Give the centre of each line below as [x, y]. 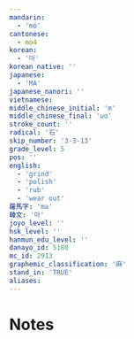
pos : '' [23, 157]
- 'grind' [35, 173]
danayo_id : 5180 [39, 248]
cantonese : [29, 34]
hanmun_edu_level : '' [49, 240]
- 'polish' [37, 182]
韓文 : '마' [27, 215]
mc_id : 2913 [31, 256]
